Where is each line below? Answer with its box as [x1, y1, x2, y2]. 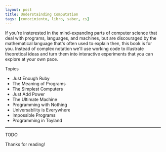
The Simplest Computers [12, 86, 63, 92]
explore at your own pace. [5, 56, 58, 62]
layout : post [5, 7, 32, 12]
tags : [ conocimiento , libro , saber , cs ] [5, 16, 90, 21]
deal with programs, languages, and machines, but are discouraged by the [5, 35, 157, 41]
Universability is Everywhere [12, 107, 71, 113]
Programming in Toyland [12, 117, 63, 124]
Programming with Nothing [12, 102, 68, 108]
